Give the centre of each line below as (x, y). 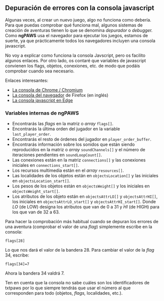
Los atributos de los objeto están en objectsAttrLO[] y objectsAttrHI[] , (85, 197)
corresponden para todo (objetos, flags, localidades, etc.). (64, 293)
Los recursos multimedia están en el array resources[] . (68, 170)
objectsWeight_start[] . (36, 191)
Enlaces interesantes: (27, 80)
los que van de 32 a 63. (36, 212)
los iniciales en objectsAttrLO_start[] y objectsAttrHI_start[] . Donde (84, 202)
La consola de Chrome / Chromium (47, 90)
